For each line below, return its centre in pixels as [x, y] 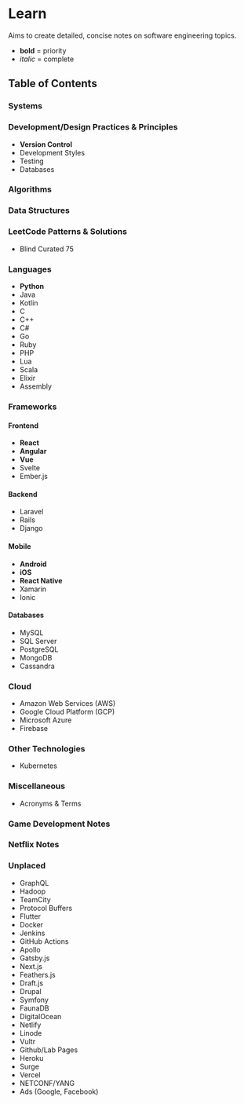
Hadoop [32, 891]
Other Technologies [47, 748]
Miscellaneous [36, 786]
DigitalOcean [40, 1016]
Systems [25, 106]
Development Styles [52, 152]
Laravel [31, 512]
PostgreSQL [39, 649]
